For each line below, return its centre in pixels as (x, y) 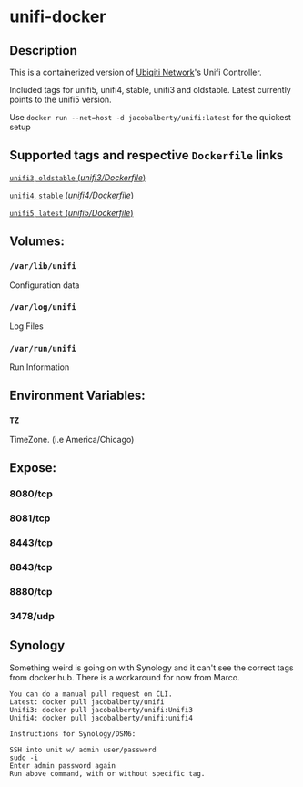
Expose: (33, 468)
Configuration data (45, 285)
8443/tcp (31, 542)
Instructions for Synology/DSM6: (73, 734)
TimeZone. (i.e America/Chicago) (72, 439)
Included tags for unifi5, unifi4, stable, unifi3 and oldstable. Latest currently (150, 90)
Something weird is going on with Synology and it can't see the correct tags (151, 668)
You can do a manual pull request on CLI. (91, 694)
